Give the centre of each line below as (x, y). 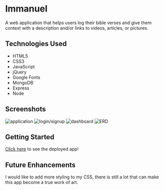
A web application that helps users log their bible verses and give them (78, 23)
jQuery (19, 72)
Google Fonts (26, 77)
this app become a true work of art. (42, 182)
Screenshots (26, 109)
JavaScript (24, 66)
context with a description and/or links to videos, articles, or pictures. (77, 28)
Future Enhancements (41, 165)
